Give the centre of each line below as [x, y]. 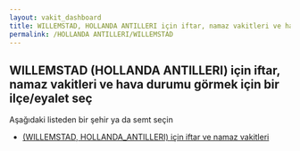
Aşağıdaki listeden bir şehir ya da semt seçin [92, 120]
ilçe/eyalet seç [51, 98]
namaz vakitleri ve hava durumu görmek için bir [144, 84]
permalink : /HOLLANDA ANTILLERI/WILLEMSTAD [92, 34]
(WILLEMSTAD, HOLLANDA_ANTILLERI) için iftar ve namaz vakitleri [146, 137]
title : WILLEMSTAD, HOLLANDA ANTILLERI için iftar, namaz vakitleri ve [145, 26]
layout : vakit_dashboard [55, 17]
